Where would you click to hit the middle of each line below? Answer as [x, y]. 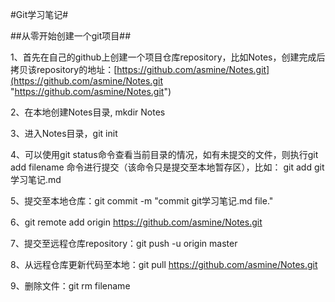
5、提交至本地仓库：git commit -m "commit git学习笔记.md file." [142, 201]
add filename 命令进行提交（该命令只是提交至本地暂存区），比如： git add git [167, 167]
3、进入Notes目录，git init [64, 133]
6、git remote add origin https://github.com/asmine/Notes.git [136, 222]
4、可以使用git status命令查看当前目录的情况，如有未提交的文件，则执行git [164, 154]
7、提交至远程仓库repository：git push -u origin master [124, 243]
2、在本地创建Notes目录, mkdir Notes [88, 112]
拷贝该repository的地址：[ [64, 69]
